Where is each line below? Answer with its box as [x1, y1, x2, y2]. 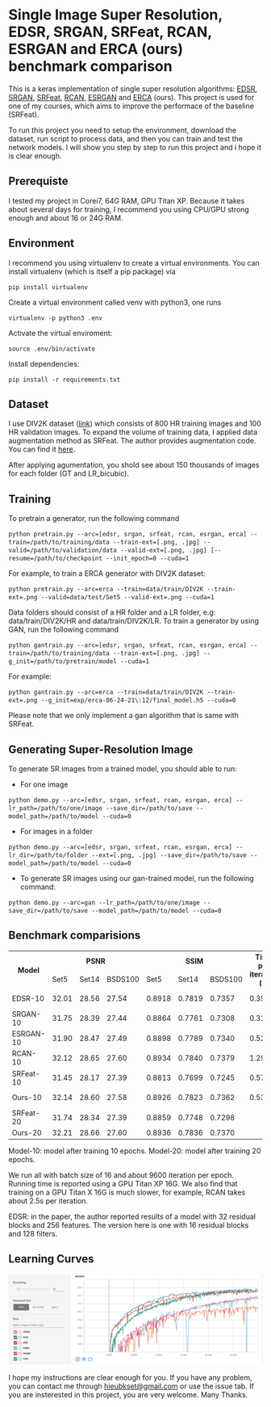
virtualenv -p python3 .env [8, 313, 103, 322]
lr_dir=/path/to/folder [8, 851, 89, 859]
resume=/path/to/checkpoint [8, 555, 103, 563]
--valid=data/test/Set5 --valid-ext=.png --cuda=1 [40, 594, 215, 602]
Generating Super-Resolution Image [8, 742, 194, 756]
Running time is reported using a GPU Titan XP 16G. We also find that [8, 1178, 238, 1188]
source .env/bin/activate [8, 345, 95, 353]
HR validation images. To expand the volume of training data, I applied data [8, 427, 258, 437]
